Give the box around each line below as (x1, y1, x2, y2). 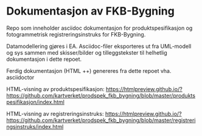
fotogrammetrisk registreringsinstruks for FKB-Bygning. (6, 30, 146, 38)
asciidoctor (6, 73, 35, 81)
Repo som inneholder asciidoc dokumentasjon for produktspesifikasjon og (6, 24, 193, 32)
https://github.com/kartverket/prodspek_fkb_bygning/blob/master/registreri (6, 117, 196, 124)
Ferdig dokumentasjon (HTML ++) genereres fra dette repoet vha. (6, 67, 172, 74)
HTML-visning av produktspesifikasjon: (6, 85, 105, 92)
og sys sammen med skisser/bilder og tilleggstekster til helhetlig (6, 49, 167, 56)
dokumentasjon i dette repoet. (6, 55, 82, 63)
